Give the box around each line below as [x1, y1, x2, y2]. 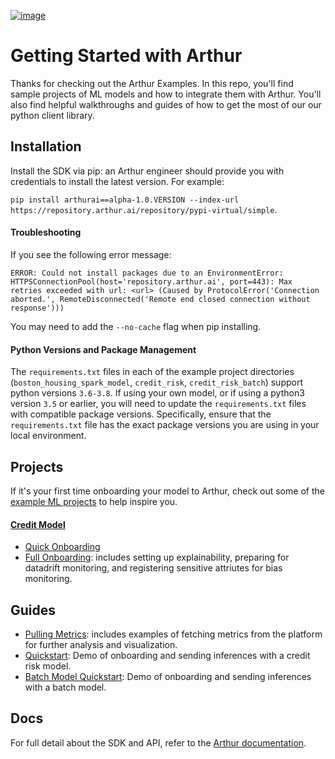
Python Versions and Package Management [10, 343, 197, 355]
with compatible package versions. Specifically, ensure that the [10, 408, 272, 420]
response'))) [10, 303, 65, 313]
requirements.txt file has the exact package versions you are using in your [10, 419, 320, 431]
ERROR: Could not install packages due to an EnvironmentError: [10, 268, 284, 278]
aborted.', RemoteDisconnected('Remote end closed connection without [10, 294, 311, 304]
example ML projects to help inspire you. [10, 495, 178, 507]
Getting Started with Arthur [10, 45, 243, 67]
